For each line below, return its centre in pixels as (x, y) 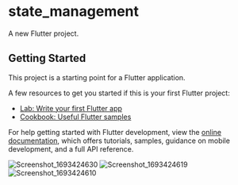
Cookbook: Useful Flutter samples (75, 117)
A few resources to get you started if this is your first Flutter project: (119, 93)
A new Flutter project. (44, 33)
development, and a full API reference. (71, 148)
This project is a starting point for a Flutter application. (97, 77)
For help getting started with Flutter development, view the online (115, 132)
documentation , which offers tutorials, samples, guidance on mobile (119, 141)
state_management (74, 12)
